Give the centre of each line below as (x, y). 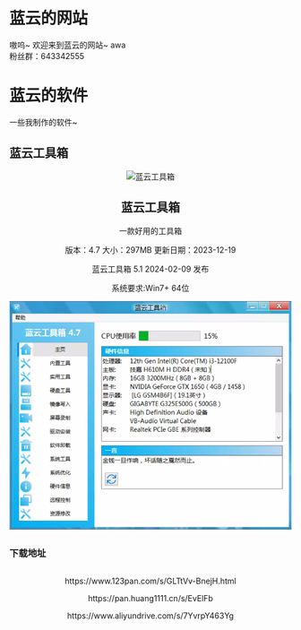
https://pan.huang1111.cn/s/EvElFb (150, 598)
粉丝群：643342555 (47, 56)
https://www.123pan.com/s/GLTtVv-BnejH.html (150, 581)
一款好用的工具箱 (150, 230)
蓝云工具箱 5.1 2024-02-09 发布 (150, 269)
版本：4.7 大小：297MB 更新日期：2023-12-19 (150, 250)
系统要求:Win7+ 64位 (150, 288)
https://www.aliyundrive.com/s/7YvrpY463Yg (150, 616)
